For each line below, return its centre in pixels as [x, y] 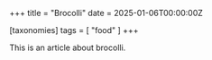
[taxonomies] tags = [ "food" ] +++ [74, 30]
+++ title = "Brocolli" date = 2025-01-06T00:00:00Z [106, 13]
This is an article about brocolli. [68, 47]
